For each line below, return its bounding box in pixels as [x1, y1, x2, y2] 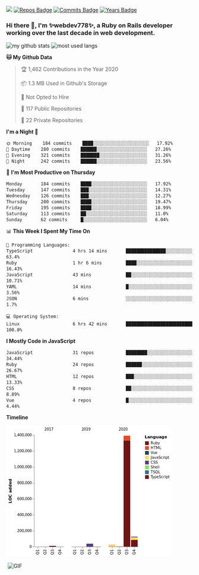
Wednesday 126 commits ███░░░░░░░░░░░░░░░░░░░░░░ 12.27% [6, 193, 171, 199]
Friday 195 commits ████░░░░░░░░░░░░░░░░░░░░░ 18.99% [6, 205, 171, 211]
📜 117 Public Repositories [20, 105, 82, 113]
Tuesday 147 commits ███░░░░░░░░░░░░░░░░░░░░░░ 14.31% [6, 187, 171, 193]
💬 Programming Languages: [6, 242, 70, 248]
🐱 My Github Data [6, 54, 52, 61]
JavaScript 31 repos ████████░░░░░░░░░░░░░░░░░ [6, 350, 193, 356]
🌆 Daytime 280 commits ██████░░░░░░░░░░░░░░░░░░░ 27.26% [6, 147, 171, 153]
